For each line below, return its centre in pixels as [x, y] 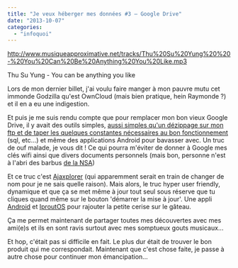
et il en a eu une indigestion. [49, 104]
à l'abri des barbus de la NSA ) [51, 163]
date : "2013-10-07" [36, 21]
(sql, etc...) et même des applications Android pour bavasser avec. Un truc [116, 140]
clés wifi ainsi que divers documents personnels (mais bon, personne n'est [117, 155]
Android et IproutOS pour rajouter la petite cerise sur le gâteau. [99, 207]
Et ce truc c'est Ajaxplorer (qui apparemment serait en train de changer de [116, 177]
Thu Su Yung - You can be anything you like [72, 75]
